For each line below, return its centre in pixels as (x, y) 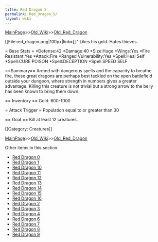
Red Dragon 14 (27, 188)
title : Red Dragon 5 (26, 9)
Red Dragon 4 (26, 214)
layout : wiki (18, 18)
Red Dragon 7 (26, 224)
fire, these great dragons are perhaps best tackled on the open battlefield (79, 76)
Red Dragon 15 (27, 193)
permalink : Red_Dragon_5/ (31, 14)
